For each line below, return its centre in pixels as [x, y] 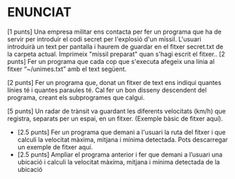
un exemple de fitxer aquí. [55, 147]
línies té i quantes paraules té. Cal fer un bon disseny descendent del [107, 90]
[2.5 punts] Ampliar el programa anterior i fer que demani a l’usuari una [120, 154]
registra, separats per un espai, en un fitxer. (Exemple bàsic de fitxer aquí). [115, 118]
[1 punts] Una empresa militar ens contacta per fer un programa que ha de [115, 32]
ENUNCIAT [39, 12]
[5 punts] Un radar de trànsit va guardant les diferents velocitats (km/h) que [116, 111]
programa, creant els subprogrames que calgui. [76, 97]
